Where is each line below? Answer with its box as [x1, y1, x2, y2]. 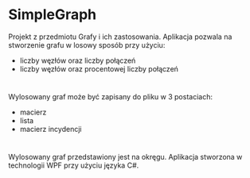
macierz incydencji [19, 125, 82, 134]
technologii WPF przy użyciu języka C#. [8, 161, 139, 170]
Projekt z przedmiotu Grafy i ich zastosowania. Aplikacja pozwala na [8, 32, 232, 41]
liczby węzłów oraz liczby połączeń [19, 56, 136, 65]
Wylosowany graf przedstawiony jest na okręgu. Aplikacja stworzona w [8, 153, 243, 162]
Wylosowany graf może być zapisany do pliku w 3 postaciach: [8, 92, 213, 102]
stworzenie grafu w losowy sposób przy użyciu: [8, 40, 166, 49]
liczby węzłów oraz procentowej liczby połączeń [19, 64, 179, 73]
